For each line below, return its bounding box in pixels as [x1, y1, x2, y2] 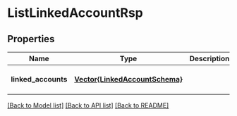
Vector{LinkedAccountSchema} [73, 75, 183, 84]
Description [189, 54, 230, 63]
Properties [7, 33, 55, 45]
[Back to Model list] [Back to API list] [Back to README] [7, 101, 169, 110]
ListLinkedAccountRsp [7, 5, 143, 21]
